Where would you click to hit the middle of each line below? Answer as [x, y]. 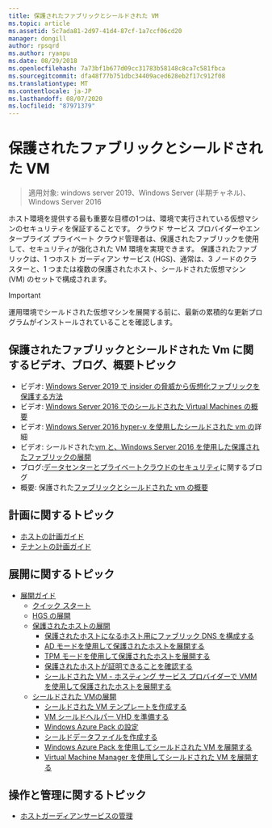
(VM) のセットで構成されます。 [60, 279]
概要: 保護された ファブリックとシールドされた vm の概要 [114, 487]
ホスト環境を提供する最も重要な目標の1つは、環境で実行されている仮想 [126, 218]
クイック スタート [61, 605]
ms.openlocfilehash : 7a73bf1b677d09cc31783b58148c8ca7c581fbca [117, 69]
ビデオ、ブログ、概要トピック [103, 365]
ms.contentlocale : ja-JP [50, 91]
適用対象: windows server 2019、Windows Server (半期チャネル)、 [139, 193]
